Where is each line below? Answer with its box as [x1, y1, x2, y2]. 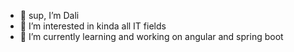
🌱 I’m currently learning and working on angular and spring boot [19, 31, 284, 42]
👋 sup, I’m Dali [19, 10, 80, 21]
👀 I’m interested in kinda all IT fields [19, 20, 167, 32]
